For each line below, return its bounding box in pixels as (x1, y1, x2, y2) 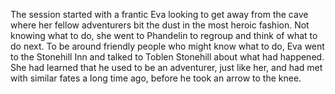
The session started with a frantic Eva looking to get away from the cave (10, 9, 309, 20)
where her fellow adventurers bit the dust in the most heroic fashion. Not (10, 19, 310, 31)
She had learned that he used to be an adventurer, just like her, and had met (10, 62, 323, 73)
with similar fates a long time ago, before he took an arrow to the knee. (10, 72, 302, 84)
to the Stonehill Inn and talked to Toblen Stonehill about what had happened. (10, 51, 325, 63)
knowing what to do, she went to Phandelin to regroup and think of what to (10, 30, 318, 41)
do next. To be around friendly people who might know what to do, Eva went (10, 40, 325, 52)
